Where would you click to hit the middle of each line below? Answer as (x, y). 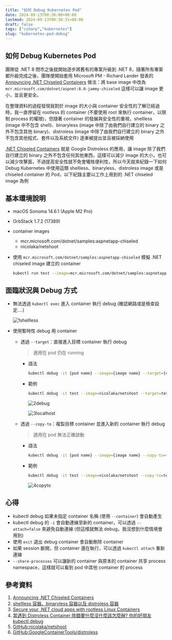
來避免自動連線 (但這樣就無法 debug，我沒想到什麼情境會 (102, 529)
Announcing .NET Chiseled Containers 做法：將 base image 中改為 (76, 82)
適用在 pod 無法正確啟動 (59, 435)
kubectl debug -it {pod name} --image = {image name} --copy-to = (97, 455)
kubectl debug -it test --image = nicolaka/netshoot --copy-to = (96, 475)
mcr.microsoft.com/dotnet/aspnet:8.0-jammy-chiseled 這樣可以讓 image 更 (84, 88)
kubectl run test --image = (41, 273)
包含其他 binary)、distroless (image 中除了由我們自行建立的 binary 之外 (89, 131)
